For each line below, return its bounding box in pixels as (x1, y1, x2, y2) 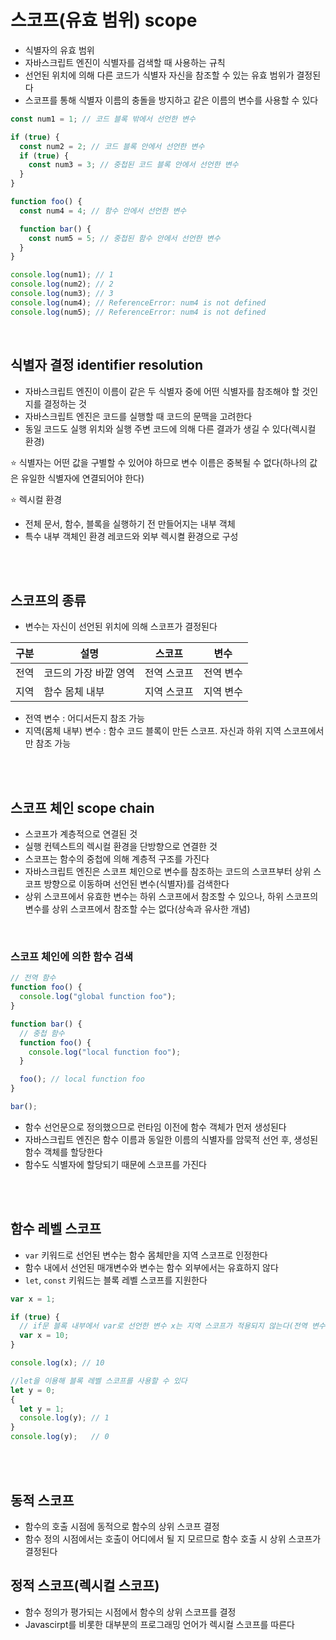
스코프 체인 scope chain (10, 799, 155, 816)
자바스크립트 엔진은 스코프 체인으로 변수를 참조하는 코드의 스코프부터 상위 (24, 866, 312, 878)
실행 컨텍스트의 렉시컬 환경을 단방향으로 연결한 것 (24, 841, 218, 853)
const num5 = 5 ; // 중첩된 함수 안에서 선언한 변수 (28, 233, 221, 243)
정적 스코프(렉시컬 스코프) (10, 1577, 160, 1595)
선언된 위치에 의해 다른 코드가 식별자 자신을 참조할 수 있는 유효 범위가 (24, 69, 295, 81)
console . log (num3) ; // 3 (10, 289, 114, 299)
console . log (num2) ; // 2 (10, 279, 114, 290)
